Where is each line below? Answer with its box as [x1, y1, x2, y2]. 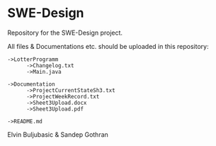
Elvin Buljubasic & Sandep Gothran [7, 130, 108, 139]
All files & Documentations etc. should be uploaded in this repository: [7, 42, 209, 50]
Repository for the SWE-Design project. [7, 28, 123, 37]
